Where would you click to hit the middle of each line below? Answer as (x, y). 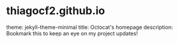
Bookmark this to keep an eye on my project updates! (72, 33)
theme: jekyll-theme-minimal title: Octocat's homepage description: (90, 27)
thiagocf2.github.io (56, 11)
